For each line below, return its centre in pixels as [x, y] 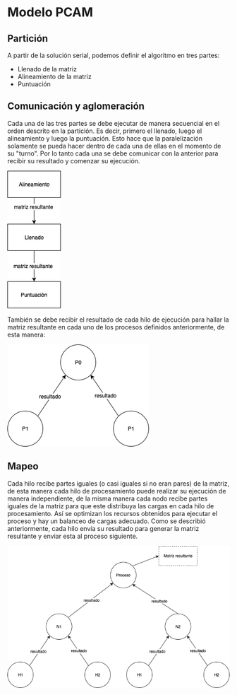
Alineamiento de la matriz [54, 76]
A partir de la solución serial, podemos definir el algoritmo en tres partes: [114, 55]
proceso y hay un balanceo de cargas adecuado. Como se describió [107, 521]
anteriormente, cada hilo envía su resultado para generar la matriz [103, 528]
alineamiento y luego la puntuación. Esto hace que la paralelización [105, 138]
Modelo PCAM [50, 12]
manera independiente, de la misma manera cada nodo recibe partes [108, 498]
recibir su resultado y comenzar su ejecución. [74, 160]
